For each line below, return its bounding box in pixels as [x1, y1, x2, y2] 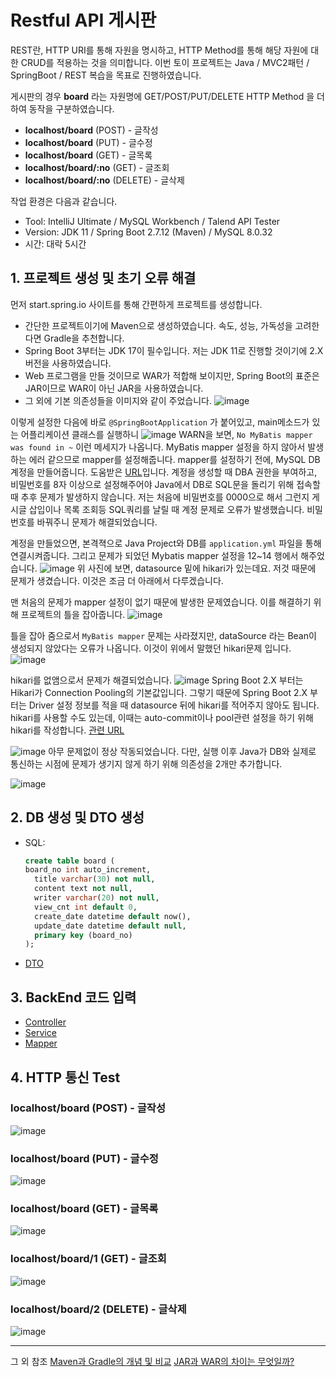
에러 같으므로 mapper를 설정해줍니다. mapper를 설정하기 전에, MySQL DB [28, 453, 321, 465]
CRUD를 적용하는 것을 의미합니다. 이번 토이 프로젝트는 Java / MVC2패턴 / [20, 56, 310, 68]
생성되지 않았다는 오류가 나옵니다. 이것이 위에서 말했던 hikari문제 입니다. [10, 642, 292, 654]
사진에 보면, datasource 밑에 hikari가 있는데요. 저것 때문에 [87, 562, 317, 574]
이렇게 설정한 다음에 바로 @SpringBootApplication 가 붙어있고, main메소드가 [10, 416, 310, 428]
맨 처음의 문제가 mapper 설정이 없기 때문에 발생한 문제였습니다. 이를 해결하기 [10, 596, 312, 608]
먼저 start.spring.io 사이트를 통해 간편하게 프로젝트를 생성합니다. [10, 298, 263, 310]
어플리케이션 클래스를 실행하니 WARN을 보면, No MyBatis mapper [20, 428, 313, 440]
